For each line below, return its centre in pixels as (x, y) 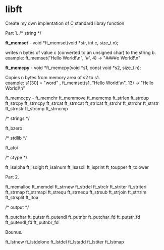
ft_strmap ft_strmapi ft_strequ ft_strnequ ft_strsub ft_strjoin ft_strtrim (76, 192)
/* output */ (17, 207)
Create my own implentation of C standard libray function (65, 23)
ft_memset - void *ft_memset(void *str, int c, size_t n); (62, 43)
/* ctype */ (16, 157)
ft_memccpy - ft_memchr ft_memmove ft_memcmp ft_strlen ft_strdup (77, 98)
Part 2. (12, 177)
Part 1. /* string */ (23, 33)
